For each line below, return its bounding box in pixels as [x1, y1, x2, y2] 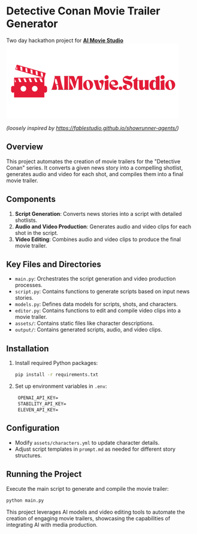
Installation [6, 343, 49, 354]
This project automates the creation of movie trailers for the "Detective [6, 158, 181, 165]
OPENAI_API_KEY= [17, 395, 59, 401]
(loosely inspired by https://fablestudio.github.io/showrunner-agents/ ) [6, 124, 180, 131]
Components [6, 194, 56, 204]
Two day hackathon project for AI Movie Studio [6, 37, 124, 44]
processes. [14, 282, 43, 289]
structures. [14, 451, 42, 459]
